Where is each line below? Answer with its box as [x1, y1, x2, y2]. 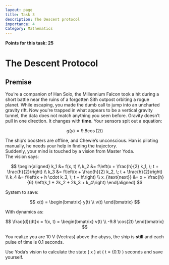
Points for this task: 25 [5, 40, 54, 46]
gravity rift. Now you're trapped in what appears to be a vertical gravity [5, 107, 153, 114]
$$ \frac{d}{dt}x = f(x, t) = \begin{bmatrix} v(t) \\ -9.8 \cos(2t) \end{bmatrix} [5, 219, 164, 225]
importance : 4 [5, 21, 35, 27]
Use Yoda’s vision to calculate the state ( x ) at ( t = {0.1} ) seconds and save [5, 249, 163, 255]
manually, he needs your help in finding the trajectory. [5, 143, 118, 149]
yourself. [5, 254, 24, 260]
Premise [5, 78, 32, 86]
